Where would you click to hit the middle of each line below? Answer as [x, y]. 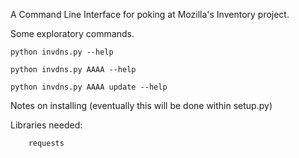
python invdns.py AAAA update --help [89, 87]
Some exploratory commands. [72, 33]
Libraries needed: [46, 125]
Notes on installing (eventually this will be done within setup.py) [141, 105]
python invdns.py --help [62, 52]
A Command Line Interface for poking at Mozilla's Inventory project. [150, 14]
